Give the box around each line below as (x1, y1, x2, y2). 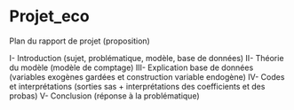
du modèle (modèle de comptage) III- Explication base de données (9, 62, 254, 73)
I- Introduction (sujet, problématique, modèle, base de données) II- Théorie (9, 52, 284, 63)
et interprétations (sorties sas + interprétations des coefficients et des (9, 81, 266, 91)
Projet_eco (9, 6, 91, 27)
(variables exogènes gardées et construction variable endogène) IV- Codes (9, 71, 285, 82)
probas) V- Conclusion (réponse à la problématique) (9, 90, 200, 101)
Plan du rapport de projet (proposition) (9, 35, 151, 46)
